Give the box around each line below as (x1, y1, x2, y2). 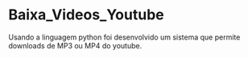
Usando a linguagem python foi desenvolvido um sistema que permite (8, 32, 241, 42)
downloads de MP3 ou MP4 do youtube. (8, 40, 143, 50)
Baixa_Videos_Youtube (8, 6, 164, 24)
